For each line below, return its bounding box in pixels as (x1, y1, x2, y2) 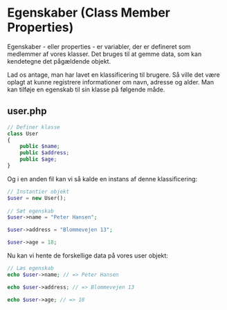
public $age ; (19, 156, 57, 163)
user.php (7, 105, 47, 117)
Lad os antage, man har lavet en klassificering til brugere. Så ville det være (7, 71, 220, 79)
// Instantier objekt (7, 188, 70, 195)
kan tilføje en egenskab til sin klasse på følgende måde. (7, 85, 165, 93)
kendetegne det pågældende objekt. (7, 57, 111, 65)
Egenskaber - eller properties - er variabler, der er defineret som (7, 42, 192, 51)
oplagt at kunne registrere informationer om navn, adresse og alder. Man (7, 77, 215, 86)
